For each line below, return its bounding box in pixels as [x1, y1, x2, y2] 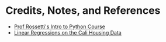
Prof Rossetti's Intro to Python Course [13, 23, 106, 30]
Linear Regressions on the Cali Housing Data [13, 29, 122, 36]
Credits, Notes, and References [5, 4, 161, 17]
